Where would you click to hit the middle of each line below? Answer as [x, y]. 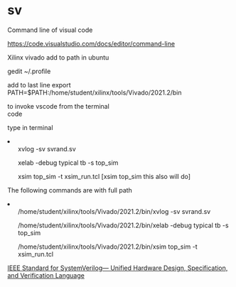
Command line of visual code [50, 30]
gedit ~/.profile [29, 71]
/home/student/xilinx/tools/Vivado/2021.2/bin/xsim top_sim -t [107, 247]
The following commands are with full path [70, 190]
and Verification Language [46, 275]
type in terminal [30, 127]
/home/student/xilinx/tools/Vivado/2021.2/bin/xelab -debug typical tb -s [123, 225]
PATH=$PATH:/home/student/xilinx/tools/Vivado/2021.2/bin [95, 92]
